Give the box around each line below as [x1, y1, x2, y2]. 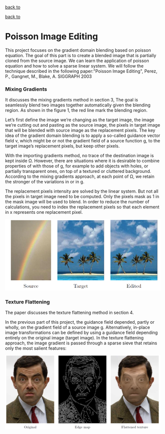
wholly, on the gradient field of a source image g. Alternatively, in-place [5, 325, 150, 331]
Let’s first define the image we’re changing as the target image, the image [5, 117, 155, 123]
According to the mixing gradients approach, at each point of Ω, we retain [5, 173, 155, 179]
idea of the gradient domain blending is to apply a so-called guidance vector [5, 133, 161, 138]
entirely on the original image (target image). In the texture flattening [5, 335, 144, 341]
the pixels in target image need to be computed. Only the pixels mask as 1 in [5, 194, 159, 200]
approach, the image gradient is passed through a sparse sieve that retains [5, 340, 158, 346]
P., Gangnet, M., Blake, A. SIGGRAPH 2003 [5, 73, 92, 79]
